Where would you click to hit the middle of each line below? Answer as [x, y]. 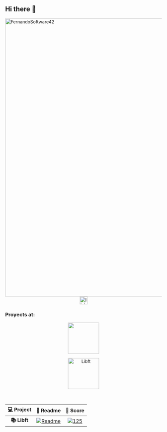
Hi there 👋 [21, 9]
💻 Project [20, 410]
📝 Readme [49, 410]
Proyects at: [20, 314]
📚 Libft [20, 420]
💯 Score [75, 410]
